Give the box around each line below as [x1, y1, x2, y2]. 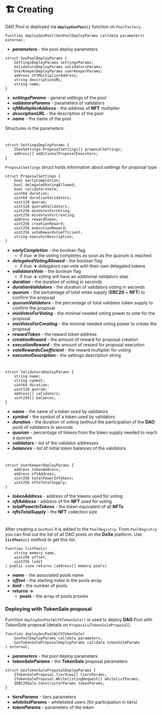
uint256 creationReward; [14, 221, 65, 226]
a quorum [12, 435, 32, 441]
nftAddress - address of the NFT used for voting [12, 498, 112, 504]
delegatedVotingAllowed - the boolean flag [12, 258, 103, 264]
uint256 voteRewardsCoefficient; [14, 230, 83, 235]
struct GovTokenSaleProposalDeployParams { [5, 668, 96, 673]
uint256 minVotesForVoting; [14, 209, 72, 213]
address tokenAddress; [14, 467, 61, 472]
